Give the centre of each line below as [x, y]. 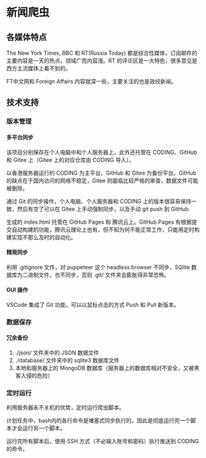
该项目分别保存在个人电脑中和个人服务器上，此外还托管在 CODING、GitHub [102, 152]
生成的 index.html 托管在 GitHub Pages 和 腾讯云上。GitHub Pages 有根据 [99, 222]
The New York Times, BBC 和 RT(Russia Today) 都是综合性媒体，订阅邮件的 [102, 53]
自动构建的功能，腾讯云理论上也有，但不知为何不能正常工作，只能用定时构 [105, 229]
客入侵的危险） [34, 376]
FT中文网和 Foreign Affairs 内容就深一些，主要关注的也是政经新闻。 [91, 81]
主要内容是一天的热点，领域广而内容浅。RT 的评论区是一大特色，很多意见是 [102, 61]
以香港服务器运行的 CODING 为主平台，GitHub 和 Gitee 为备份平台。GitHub [101, 173]
